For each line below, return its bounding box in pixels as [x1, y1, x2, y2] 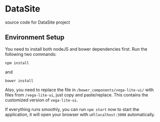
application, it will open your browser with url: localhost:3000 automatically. [5, 111, 155, 117]
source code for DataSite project [5, 19, 70, 25]
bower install [5, 78, 34, 83]
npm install [5, 60, 29, 66]
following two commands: [5, 51, 57, 57]
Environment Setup [5, 33, 64, 41]
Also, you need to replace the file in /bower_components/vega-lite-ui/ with [5, 87, 154, 93]
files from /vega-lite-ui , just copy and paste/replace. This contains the [5, 92, 149, 97]
